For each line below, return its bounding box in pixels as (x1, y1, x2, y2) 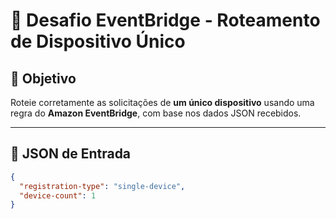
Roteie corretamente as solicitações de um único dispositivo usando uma (10, 97, 315, 108)
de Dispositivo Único (10, 30, 186, 53)
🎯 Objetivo (10, 70, 77, 87)
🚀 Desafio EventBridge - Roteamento (10, 9, 321, 32)
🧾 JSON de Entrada (10, 145, 132, 163)
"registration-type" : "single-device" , (19, 181, 186, 191)
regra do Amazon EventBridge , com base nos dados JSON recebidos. (10, 107, 302, 119)
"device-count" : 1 (19, 190, 97, 201)
